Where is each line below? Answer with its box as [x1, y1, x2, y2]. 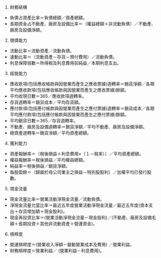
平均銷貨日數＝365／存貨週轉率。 [9, 118, 78, 124]
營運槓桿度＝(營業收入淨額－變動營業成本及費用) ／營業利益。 [9, 242, 135, 247]
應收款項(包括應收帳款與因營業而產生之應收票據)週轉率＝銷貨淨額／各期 [9, 81, 155, 87]
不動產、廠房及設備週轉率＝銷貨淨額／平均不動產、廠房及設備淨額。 [9, 124, 147, 129]
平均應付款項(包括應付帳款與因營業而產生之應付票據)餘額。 [9, 112, 129, 117]
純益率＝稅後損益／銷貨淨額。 [9, 163, 70, 169]
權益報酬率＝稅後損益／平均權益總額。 [9, 157, 87, 163]
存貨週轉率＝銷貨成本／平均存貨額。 [9, 100, 83, 105]
